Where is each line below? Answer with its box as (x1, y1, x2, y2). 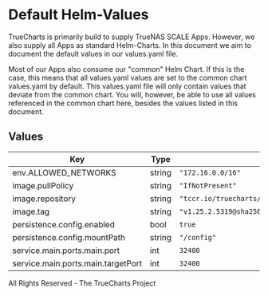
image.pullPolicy (12, 180, 74, 191)
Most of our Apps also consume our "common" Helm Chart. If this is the (8, 64, 245, 73)
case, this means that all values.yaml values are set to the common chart (8, 73, 247, 82)
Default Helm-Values (8, 6, 149, 24)
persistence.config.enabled (12, 219, 116, 230)
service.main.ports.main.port (12, 245, 120, 256)
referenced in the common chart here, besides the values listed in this (8, 98, 238, 108)
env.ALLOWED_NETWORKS (12, 167, 117, 178)
